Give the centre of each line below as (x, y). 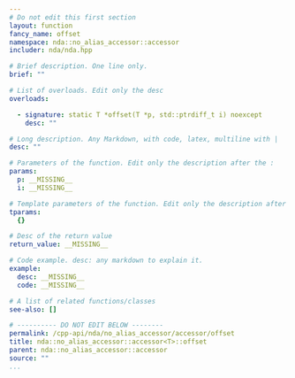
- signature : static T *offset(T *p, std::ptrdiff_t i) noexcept (140, 115)
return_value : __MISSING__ (59, 244)
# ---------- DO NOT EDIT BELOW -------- (87, 325)
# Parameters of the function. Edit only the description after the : (142, 163)
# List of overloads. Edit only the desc (87, 90)
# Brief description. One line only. (79, 66)
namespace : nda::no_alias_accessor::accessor (94, 42)
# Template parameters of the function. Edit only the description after (148, 204)
